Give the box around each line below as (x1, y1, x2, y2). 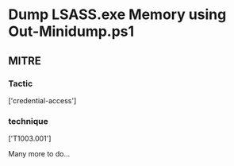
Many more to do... (8, 149, 71, 159)
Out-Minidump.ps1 (8, 22, 135, 41)
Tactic (8, 78, 33, 89)
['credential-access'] (8, 95, 77, 105)
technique (8, 115, 49, 126)
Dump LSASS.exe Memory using (8, 6, 227, 24)
